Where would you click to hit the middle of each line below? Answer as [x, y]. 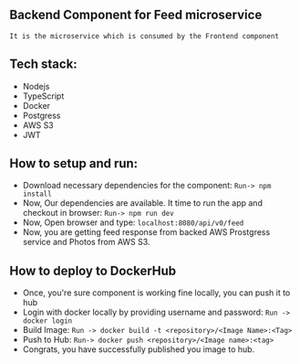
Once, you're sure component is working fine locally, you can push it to [156, 293]
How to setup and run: [74, 164]
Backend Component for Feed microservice [136, 15]
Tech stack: [43, 64]
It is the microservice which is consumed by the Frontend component [145, 36]
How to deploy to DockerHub [93, 270]
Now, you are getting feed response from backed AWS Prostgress [146, 232]
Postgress [41, 115]
